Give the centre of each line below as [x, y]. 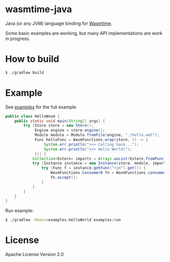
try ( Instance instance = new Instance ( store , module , [91, 163]
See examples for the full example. [41, 107]
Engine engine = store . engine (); [70, 130]
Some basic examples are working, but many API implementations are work [84, 33]
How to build [32, 59]
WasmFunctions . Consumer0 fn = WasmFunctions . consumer [108, 173]
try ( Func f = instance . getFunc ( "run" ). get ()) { [94, 168]
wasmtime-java [39, 9]
